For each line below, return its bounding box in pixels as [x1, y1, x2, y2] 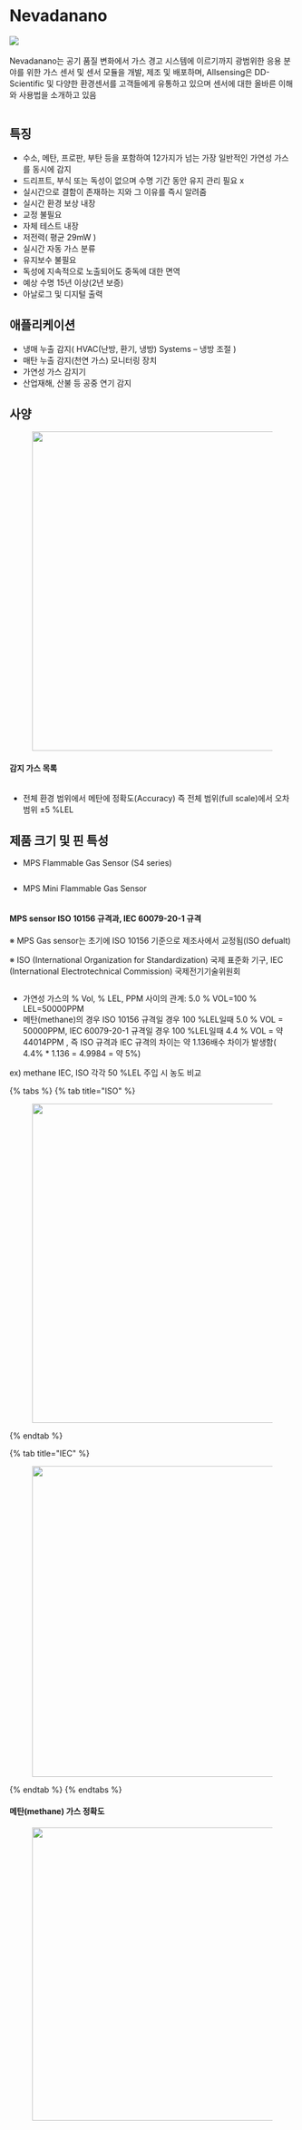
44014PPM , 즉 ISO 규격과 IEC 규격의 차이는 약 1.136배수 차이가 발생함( [22, 1036, 277, 1047]
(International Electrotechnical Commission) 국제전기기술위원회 [9, 966, 241, 977]
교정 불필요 [22, 209, 63, 220]
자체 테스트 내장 [22, 220, 79, 231]
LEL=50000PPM [22, 1003, 84, 1014]
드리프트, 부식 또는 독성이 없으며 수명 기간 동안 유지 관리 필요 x [22, 174, 245, 186]
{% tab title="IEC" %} [9, 1448, 91, 1458]
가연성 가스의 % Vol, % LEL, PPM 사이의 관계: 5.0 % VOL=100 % [22, 993, 258, 1004]
